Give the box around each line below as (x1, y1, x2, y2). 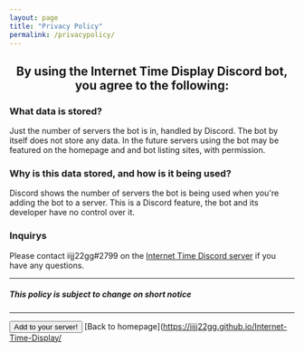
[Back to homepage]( (84, 320, 164, 331)
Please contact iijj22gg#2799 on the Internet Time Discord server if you (9, 250, 277, 261)
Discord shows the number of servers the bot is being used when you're (9, 187, 280, 199)
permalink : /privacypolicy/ (9, 30, 116, 39)
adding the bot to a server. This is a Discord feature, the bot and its (9, 197, 260, 208)
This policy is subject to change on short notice (9, 289, 192, 300)
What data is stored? (9, 105, 102, 118)
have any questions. (9, 260, 84, 271)
